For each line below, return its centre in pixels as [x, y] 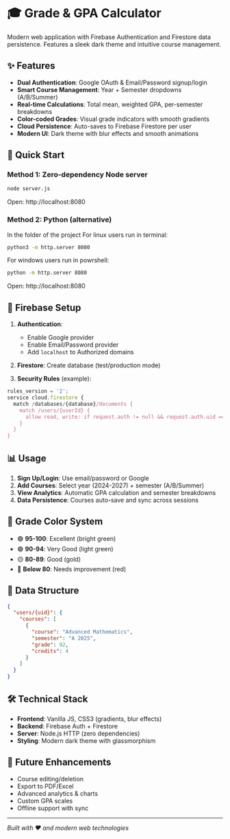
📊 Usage [27, 458]
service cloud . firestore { [46, 398]
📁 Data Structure [43, 591]
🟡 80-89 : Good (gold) [49, 559]
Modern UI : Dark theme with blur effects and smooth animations [108, 133]
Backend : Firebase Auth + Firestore [67, 726]
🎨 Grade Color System [55, 521]
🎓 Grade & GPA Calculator [85, 13]
